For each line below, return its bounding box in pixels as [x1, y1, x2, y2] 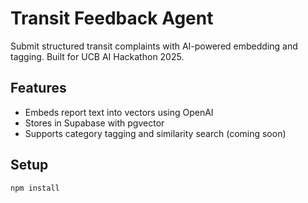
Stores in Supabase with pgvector [24, 117, 165, 129]
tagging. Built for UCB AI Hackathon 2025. [10, 50, 185, 62]
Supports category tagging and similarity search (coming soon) [24, 127, 287, 139]
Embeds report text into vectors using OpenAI [24, 106, 214, 118]
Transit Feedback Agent [10, 7, 214, 30]
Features [10, 80, 67, 97]
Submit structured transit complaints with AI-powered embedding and [10, 40, 298, 52]
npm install [10, 183, 60, 193]
